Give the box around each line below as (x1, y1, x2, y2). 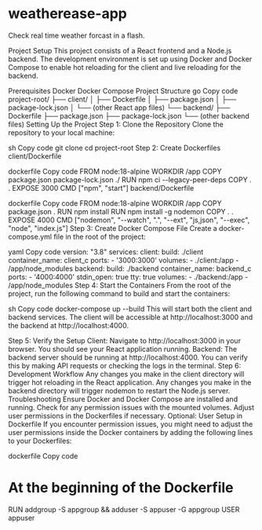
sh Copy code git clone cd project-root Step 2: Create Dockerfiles (8, 143, 221, 152)
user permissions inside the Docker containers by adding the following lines (8, 427, 253, 437)
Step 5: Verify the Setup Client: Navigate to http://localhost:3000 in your (8, 335, 242, 345)
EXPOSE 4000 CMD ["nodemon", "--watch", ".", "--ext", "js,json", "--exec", (8, 215, 250, 225)
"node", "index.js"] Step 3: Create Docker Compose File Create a (8, 223, 217, 232)
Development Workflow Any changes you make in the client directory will (8, 369, 245, 378)
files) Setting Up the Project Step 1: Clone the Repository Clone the (8, 119, 224, 129)
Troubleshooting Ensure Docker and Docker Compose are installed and (8, 394, 238, 404)
